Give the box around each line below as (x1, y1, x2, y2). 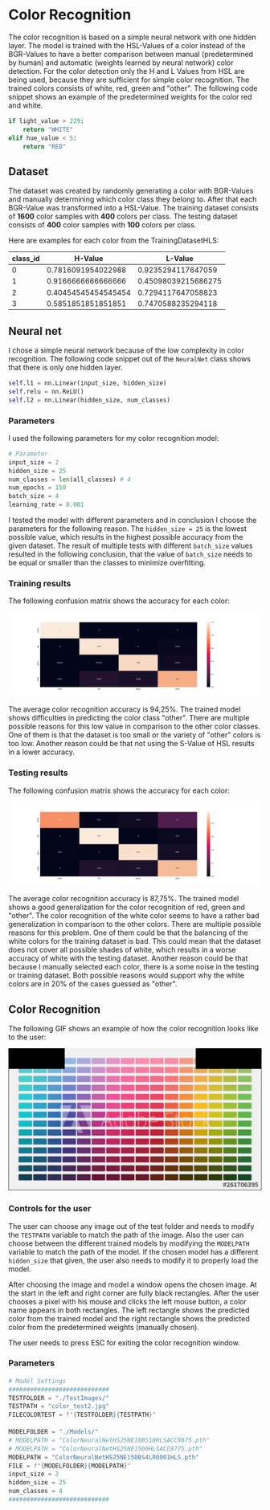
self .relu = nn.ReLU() (8, 387, 84, 395)
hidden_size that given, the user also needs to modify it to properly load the (8, 1255, 259, 1265)
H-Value (74, 253, 104, 263)
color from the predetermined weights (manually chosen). (8, 1322, 199, 1332)
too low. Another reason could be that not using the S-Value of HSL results (8, 739, 255, 749)
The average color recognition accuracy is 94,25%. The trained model (8, 704, 241, 714)
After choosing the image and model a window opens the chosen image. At (8, 1279, 257, 1289)
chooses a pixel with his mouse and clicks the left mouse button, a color (8, 1296, 247, 1306)
